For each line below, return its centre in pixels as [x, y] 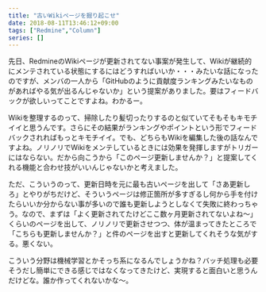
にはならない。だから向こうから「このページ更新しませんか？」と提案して [130, 158]
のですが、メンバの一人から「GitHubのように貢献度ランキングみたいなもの [131, 81]
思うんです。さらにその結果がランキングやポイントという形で [129, 128]
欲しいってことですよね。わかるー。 [88, 101]
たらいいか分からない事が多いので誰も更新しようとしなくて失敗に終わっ [126, 204]
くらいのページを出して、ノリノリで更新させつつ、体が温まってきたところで [133, 224]
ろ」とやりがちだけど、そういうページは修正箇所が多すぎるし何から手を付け [133, 194]
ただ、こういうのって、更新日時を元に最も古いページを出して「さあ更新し [129, 184]
